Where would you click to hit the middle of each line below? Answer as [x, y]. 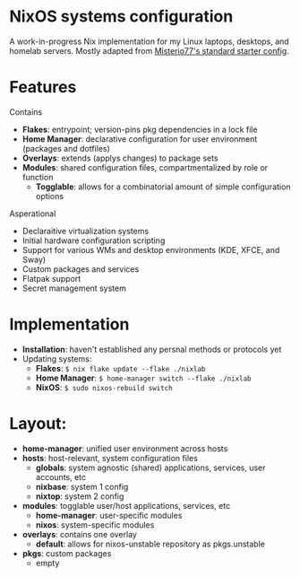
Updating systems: [57, 358]
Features [43, 87]
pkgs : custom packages [67, 553]
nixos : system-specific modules [95, 525]
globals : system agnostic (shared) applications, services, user [150, 468]
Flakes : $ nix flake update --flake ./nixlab [120, 368]
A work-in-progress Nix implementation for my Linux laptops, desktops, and [149, 41]
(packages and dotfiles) [66, 148]
